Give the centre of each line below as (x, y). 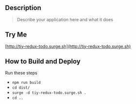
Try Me (16, 35)
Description (23, 8)
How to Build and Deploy (43, 61)
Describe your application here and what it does (65, 19)
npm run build (26, 83)
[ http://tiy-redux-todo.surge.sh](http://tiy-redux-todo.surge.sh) (68, 46)
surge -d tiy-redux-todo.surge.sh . (49, 93)
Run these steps (21, 73)
